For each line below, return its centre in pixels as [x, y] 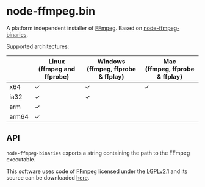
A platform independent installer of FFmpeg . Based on [74, 28]
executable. [21, 159]
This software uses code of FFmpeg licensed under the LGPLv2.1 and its [97, 171]
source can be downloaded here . [48, 177]
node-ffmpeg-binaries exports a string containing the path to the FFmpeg [98, 153]
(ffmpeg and [57, 69]
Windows [111, 61]
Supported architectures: [38, 46]
